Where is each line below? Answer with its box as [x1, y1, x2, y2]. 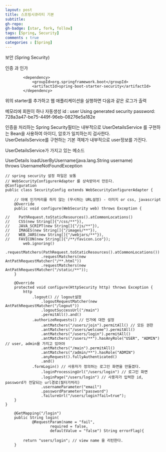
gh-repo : [5, 21, 23, 27]
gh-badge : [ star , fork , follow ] [5, 26, 72, 31]
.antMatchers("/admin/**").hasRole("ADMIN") [40, 350, 135, 355]
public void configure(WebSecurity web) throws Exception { [14, 206, 142, 211]
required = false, [49, 424, 88, 429]
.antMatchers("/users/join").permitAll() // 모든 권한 [40, 323, 153, 328]
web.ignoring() [23, 241, 55, 246]
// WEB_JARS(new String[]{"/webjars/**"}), [5, 232, 104, 237]
